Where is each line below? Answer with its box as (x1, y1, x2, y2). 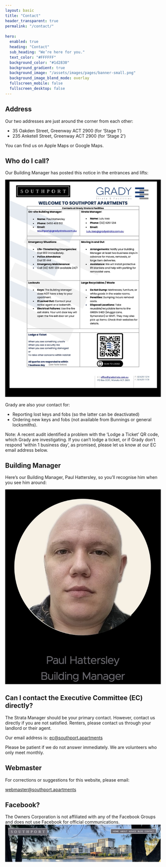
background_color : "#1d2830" (9, 60, 70, 65)
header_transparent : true (5, 18, 58, 23)
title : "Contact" (5, 13, 41, 18)
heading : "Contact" (9, 44, 50, 49)
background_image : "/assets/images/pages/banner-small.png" (9, 71, 136, 76)
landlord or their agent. (5, 725, 52, 731)
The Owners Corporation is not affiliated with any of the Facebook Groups (5, 814, 156, 820)
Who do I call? (5, 157, 49, 165)
